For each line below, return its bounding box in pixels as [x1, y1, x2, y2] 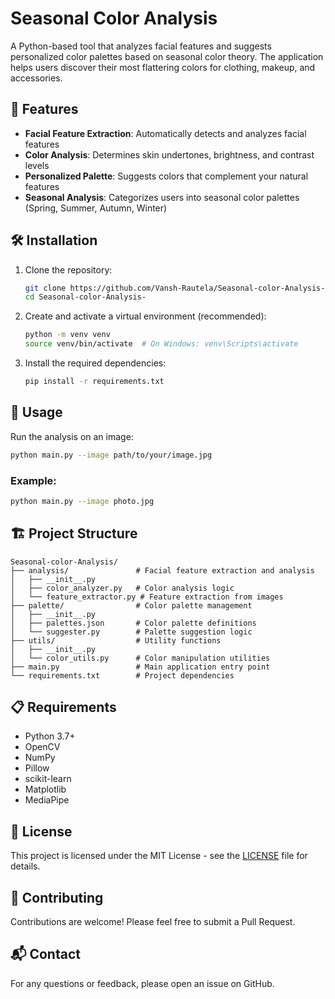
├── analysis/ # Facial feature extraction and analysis [10, 565, 315, 576]
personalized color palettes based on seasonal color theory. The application [10, 50, 324, 62]
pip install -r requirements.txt [24, 377, 165, 387]
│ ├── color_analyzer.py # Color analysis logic [10, 583, 235, 593]
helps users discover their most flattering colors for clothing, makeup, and [10, 61, 316, 73]
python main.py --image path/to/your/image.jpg [10, 450, 213, 460]
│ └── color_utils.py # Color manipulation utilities [10, 653, 271, 663]
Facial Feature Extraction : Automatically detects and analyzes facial [24, 127, 307, 139]
